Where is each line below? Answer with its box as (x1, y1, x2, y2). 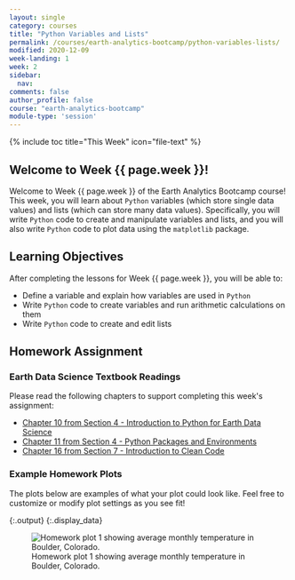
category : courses (9, 21, 77, 30)
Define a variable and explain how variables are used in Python (21, 290, 251, 300)
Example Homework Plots (9, 468, 123, 481)
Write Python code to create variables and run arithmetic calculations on (21, 299, 286, 310)
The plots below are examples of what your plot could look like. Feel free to (9, 488, 284, 498)
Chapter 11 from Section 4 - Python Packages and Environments (21, 436, 258, 447)
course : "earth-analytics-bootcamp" (9, 104, 145, 113)
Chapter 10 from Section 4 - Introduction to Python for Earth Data (21, 417, 262, 428)
